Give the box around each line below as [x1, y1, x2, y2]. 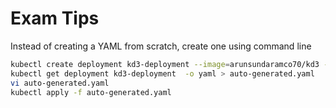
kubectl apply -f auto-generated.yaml [10, 87, 172, 97]
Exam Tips [10, 7, 100, 30]
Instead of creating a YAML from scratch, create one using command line [10, 40, 312, 52]
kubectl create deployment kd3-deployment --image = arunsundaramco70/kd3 [10, 59, 320, 69]
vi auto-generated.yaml [10, 78, 110, 88]
